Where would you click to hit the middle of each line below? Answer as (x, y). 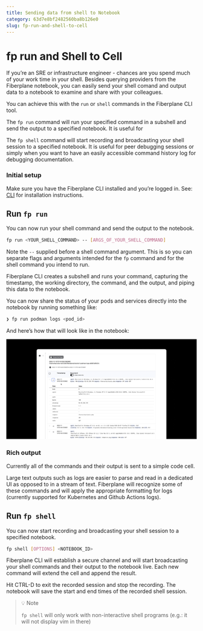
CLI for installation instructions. (45, 195)
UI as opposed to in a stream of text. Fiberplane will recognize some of (94, 484)
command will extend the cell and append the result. (72, 573)
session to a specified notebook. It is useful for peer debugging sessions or (100, 147)
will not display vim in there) (56, 622)
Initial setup (24, 175)
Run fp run (27, 214)
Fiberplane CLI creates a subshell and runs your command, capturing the (97, 276)
